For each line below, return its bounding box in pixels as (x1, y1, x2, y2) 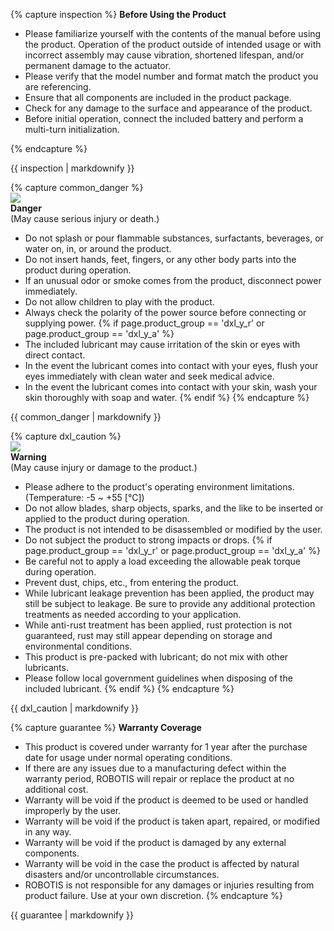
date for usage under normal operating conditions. (24, 752, 233, 763)
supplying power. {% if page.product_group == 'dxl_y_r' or (24, 317, 265, 329)
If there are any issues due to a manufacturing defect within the (24, 762, 287, 774)
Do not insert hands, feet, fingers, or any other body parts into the (24, 254, 297, 265)
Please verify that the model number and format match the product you (24, 70, 319, 82)
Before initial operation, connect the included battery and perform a (24, 113, 304, 124)
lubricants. (24, 662, 69, 673)
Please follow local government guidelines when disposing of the (24, 672, 293, 684)
